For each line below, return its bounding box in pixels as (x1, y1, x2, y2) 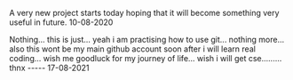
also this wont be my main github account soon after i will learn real (9, 44, 256, 54)
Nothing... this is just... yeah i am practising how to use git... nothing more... (9, 35, 285, 44)
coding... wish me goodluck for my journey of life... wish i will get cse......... (9, 53, 282, 63)
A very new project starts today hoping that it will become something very (9, 8, 280, 18)
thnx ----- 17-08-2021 (9, 62, 90, 73)
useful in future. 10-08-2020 (9, 17, 114, 28)
